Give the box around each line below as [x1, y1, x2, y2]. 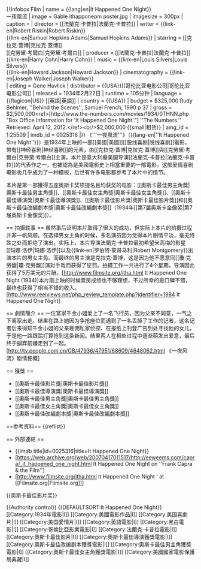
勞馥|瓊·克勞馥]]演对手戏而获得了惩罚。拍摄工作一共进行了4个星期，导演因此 [6, 261, 195, 269]
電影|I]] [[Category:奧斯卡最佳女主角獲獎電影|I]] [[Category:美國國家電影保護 [6, 549, 195, 555]
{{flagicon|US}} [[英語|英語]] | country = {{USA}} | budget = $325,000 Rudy [6, 97, 193, 104]
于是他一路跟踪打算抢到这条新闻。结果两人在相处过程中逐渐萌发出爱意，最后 [6, 332, 195, 339]
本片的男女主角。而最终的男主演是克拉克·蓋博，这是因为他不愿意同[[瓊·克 [11, 254, 191, 261]
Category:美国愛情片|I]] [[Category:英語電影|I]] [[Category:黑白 [23, 519, 179, 525]
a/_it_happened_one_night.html [14, 460, 92, 467]
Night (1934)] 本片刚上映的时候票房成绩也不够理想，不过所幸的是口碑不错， [6, 276, 191, 284]
